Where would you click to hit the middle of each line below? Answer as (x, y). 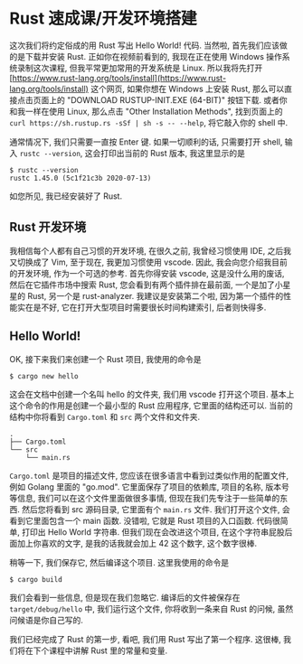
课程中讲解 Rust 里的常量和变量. (108, 650)
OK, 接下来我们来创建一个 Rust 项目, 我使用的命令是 (105, 359)
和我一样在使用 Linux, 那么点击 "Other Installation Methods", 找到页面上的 (146, 111)
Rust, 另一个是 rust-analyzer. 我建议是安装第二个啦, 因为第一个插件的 (155, 295)
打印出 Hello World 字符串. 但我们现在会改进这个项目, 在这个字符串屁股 (153, 532)
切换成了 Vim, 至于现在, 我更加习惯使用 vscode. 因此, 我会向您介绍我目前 (152, 262)
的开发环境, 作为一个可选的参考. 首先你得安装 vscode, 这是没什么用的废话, (147, 273)
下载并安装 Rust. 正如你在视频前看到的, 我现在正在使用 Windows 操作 (154, 56)
